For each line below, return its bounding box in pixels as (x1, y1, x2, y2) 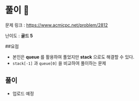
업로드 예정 (12, 90, 34, 96)
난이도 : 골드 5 (5, 32, 33, 38)
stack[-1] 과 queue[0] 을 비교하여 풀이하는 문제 (12, 60, 106, 66)
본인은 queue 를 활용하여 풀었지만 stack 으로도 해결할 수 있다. (12, 53, 135, 60)
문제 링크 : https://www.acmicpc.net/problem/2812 (5, 22, 108, 28)
